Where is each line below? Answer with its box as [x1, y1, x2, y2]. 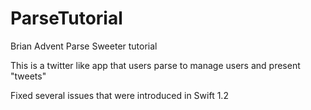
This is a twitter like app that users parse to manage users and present [10, 59, 301, 71]
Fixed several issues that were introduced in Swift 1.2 [10, 89, 229, 101]
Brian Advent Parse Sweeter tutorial [10, 40, 158, 52]
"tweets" [10, 70, 47, 82]
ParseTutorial [10, 7, 123, 30]
